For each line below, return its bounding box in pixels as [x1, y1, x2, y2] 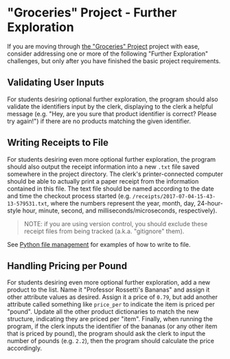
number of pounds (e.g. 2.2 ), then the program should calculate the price [7, 337, 215, 345]
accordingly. [7, 344, 43, 352]
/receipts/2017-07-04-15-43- [133, 193, 216, 200]
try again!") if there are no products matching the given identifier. [7, 117, 191, 125]
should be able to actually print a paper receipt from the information [7, 177, 199, 185]
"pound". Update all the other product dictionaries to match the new [7, 307, 199, 316]
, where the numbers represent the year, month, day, [47, 199, 196, 207]
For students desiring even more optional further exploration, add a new [7, 279, 211, 287]
